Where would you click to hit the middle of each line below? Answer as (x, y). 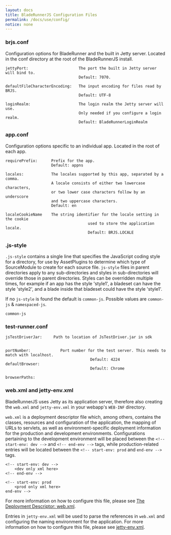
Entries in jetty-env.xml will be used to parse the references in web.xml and (85, 516)
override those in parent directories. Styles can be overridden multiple (79, 278)
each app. (16, 151)
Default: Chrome (107, 369)
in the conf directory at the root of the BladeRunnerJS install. (69, 59)
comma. (12, 179)
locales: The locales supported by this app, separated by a (84, 174)
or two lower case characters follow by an (98, 192)
